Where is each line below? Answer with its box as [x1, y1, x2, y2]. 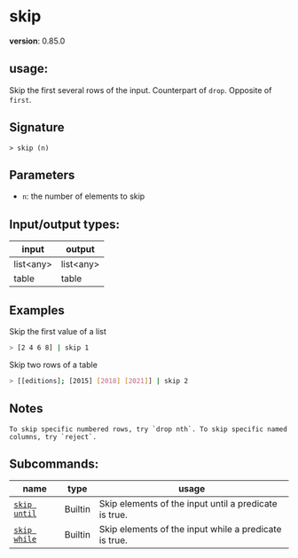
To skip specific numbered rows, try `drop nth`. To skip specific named [9, 424, 288, 434]
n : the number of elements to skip [21, 191, 145, 201]
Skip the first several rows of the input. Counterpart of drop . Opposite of [9, 84, 272, 95]
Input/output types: [9, 216, 121, 232]
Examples [9, 303, 65, 318]
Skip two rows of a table [9, 359, 98, 370]
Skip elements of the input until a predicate [98, 498, 278, 510]
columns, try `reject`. [9, 432, 98, 441]
